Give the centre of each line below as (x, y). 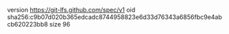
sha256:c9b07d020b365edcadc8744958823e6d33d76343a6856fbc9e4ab (115, 17)
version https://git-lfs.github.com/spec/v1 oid (71, 10)
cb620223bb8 (28, 24)
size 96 (60, 24)
